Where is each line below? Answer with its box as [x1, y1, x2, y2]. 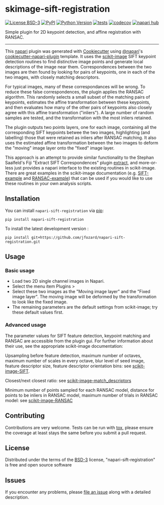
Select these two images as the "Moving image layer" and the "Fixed [12, 289, 150, 295]
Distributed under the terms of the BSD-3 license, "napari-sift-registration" [5, 457, 155, 463]
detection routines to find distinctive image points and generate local [5, 59, 143, 64]
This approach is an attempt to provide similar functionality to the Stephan [5, 154, 154, 160]
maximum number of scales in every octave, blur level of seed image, [5, 358, 145, 363]
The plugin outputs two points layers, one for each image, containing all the [5, 124, 157, 130]
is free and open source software [5, 462, 72, 468]
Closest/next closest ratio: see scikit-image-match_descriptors [5, 378, 132, 383]
